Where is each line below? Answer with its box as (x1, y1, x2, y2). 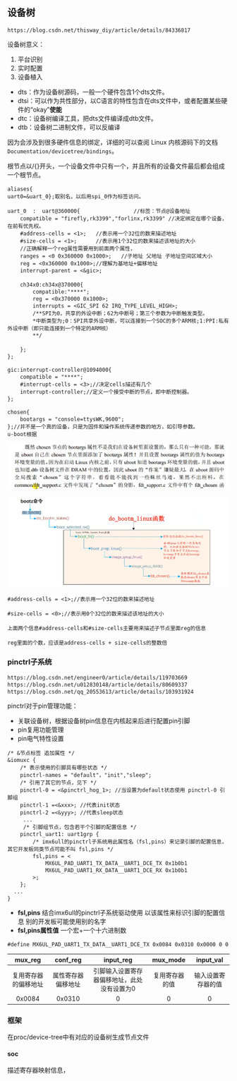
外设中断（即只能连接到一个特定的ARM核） (7, 325, 111, 332)
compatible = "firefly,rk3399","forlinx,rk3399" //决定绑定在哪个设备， (20, 215, 228, 222)
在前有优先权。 (7, 222, 44, 229)
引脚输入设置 (92, 967, 130, 975)
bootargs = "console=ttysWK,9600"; (20, 416, 125, 423)
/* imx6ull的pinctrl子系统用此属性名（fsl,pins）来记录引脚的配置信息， (32, 838, 227, 845)
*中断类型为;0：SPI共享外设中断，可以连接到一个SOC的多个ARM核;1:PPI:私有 (32, 317, 229, 325)
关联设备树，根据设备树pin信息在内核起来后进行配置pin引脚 (17, 717, 190, 725)
